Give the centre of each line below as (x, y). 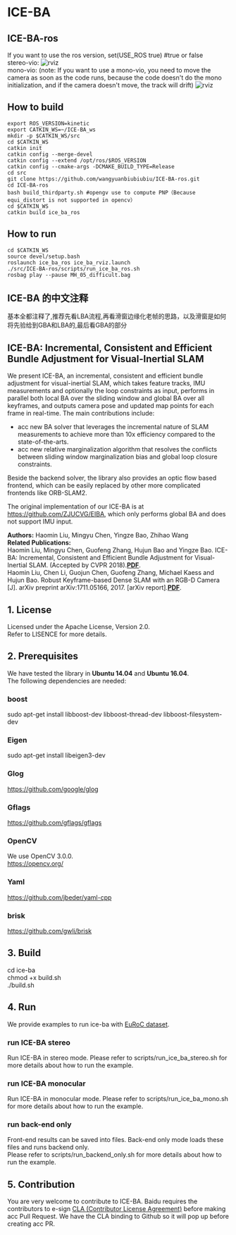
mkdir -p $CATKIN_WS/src (44, 136)
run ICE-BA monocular (46, 1084)
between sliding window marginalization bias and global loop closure (117, 457)
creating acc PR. (31, 1224)
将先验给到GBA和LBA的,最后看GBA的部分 (67, 325)
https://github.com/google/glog (53, 789)
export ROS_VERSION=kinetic (49, 123)
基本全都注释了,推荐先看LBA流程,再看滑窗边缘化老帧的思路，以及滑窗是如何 (117, 316)
